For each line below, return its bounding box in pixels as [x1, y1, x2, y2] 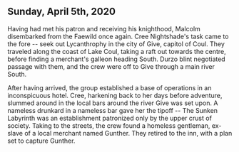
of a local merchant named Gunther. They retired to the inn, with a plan [24, 129, 233, 137]
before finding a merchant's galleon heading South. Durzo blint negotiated [7, 55, 226, 63]
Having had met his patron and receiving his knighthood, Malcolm [7, 24, 201, 33]
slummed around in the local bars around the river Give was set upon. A [7, 99, 218, 107]
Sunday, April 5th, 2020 [7, 6, 116, 18]
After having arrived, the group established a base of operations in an [7, 83, 212, 92]
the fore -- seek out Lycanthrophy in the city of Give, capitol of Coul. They [7, 39, 225, 48]
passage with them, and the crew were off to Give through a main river [7, 62, 215, 70]
